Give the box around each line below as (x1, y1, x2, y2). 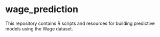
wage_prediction (5, 4, 78, 15)
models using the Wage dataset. (5, 25, 73, 31)
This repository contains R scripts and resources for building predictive (5, 20, 155, 26)
